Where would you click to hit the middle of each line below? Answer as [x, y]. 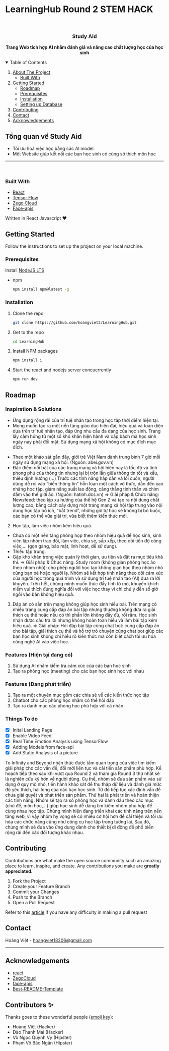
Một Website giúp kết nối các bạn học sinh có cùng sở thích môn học [84, 154]
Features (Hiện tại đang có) [39, 654]
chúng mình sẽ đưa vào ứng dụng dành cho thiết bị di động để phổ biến [79, 827]
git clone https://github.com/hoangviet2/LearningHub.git [74, 322]
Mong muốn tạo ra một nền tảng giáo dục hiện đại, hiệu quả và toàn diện [88, 425]
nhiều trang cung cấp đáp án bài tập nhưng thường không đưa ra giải [84, 610]
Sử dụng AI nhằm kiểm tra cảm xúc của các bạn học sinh [71, 666]
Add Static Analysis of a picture [45, 752]
